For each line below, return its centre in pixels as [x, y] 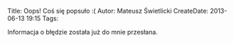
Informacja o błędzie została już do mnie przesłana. [83, 32]
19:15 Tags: [42, 18]
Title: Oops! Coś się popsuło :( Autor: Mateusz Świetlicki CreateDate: [108, 11]
